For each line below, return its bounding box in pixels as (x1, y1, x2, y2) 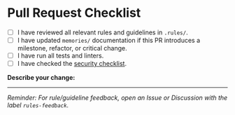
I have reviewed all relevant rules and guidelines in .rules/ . (17, 28, 188, 36)
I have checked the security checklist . (17, 60, 127, 68)
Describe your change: (7, 74, 76, 82)
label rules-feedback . (7, 101, 69, 109)
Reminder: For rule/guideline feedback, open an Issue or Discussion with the (7, 93, 228, 102)
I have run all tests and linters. (17, 51, 104, 60)
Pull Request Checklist (7, 5, 141, 21)
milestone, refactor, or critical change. (17, 44, 127, 53)
